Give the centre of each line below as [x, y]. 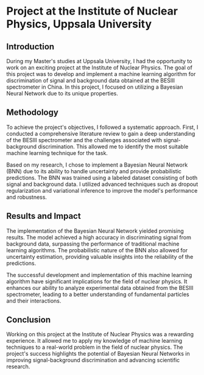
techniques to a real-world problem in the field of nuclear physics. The [95, 347]
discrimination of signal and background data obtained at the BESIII [91, 81]
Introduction [30, 46]
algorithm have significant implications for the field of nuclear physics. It [97, 281]
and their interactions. [34, 301]
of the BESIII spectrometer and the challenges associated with [84, 140]
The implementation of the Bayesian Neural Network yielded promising [95, 231]
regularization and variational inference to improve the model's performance [102, 190]
